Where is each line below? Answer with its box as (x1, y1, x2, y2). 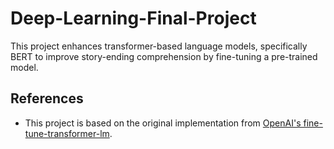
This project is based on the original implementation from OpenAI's (24, 117, 302, 129)
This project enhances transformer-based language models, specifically (10, 40, 308, 52)
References (10, 90, 84, 107)
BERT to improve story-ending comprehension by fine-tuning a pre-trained (10, 50, 318, 62)
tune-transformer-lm (24, 127, 110, 139)
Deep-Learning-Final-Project (10, 7, 257, 30)
